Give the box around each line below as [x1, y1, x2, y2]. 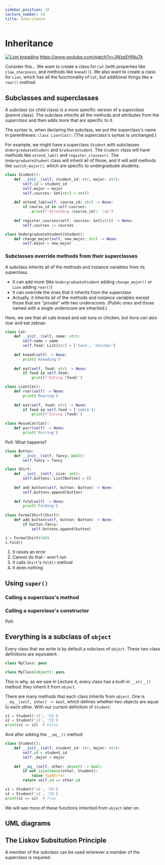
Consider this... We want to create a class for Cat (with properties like [5, 64, 146, 70]
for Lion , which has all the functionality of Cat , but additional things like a [5, 74, 153, 80]
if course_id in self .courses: [23, 205, 87, 210]
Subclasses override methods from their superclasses [5, 253, 138, 259]
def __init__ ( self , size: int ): [14, 472, 80, 476]
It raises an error [12, 549, 46, 555]
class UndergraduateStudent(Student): [5, 232, 85, 237]
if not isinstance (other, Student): [23, 769, 98, 774]
